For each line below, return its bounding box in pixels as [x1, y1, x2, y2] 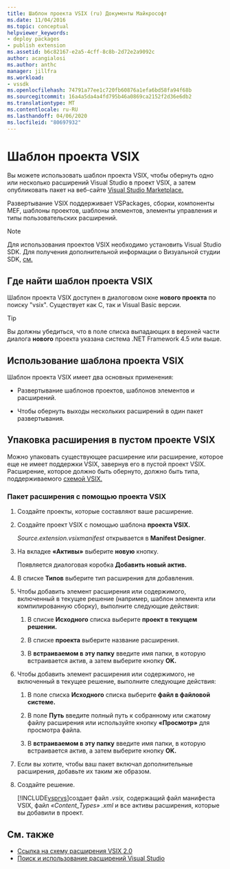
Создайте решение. [16, 781, 76, 789]
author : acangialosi [7, 55, 67, 62]
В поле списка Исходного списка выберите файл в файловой [27, 691, 211, 699]
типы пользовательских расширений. [7, 214, 118, 222]
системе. [27, 698, 56, 706]
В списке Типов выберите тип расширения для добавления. [16, 574, 194, 583]
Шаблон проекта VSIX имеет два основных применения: [7, 373, 174, 381]
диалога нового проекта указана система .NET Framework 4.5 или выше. [7, 335, 222, 343]
